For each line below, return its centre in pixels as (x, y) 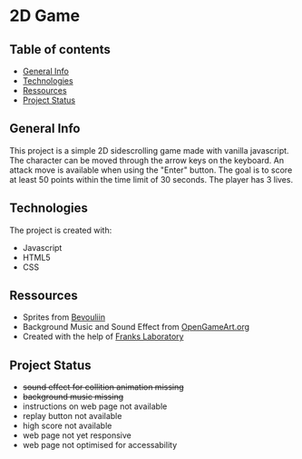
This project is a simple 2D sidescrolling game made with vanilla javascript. (149, 150)
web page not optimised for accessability (100, 445)
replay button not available (72, 416)
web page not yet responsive (77, 435)
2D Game (44, 16)
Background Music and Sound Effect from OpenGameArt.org (136, 327)
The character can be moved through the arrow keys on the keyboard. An (146, 160)
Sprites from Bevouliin (64, 317)
